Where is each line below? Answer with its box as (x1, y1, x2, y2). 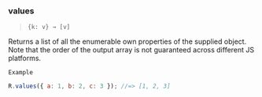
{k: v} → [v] (27, 23, 71, 31)
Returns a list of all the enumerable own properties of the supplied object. (8, 37, 247, 46)
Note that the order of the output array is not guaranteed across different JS (8, 45, 255, 55)
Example (8, 69, 34, 77)
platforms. (8, 53, 42, 63)
